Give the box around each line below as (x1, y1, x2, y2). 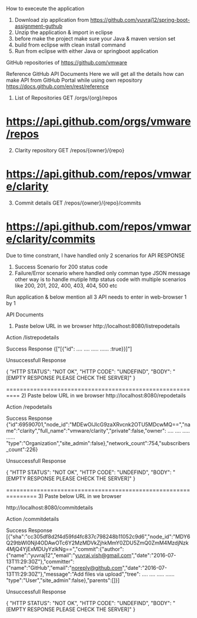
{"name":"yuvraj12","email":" (6, 552, 75, 559)
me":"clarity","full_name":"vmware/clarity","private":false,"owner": (6, 427, 166, 434)
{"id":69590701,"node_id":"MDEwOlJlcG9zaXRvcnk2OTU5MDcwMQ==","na (6, 420, 191, 428)
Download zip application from (14, 16, 89, 23)
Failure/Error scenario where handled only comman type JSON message (14, 269, 191, 276)
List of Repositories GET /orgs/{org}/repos (14, 94, 118, 101)
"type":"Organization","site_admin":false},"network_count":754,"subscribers (6, 439, 190, 446)
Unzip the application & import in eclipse (14, 29, 113, 36)
